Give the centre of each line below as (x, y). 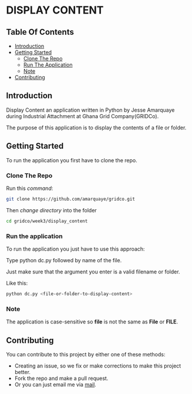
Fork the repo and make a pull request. (61, 378)
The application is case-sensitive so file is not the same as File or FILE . (92, 322)
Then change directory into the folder (51, 210)
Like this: (17, 283)
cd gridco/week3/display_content (47, 221)
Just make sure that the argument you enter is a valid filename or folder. (93, 272)
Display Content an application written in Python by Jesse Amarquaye (90, 110)
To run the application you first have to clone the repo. (72, 160)
